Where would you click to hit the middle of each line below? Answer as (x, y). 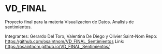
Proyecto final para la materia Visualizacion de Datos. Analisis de (70, 22)
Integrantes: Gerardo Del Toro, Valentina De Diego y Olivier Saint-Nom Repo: (81, 36)
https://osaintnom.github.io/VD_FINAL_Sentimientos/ (58, 46)
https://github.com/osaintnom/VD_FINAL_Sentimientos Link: (65, 41)
